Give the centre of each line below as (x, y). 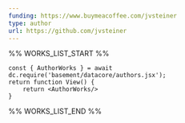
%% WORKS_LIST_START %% (59, 54)
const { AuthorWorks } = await (60, 68)
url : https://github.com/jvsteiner (68, 31)
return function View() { (51, 82)
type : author (30, 23)
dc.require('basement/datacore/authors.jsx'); (87, 76)
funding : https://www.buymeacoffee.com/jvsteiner (93, 16)
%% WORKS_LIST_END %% (55, 111)
